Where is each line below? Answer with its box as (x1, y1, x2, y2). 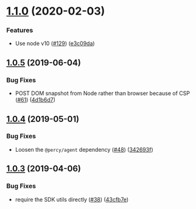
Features (6, 26, 33, 35)
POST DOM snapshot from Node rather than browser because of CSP (15, 90, 191, 97)
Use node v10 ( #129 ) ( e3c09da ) (15, 40, 96, 47)
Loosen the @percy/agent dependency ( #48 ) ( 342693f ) (15, 146, 153, 153)
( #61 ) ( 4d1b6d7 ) (15, 96, 56, 104)
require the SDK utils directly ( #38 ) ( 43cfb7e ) (15, 196, 129, 203)
